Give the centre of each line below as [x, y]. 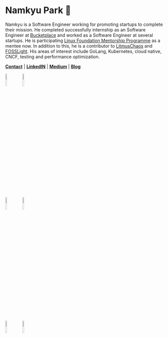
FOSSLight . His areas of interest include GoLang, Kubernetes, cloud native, [83, 51]
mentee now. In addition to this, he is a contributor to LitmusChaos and [79, 46]
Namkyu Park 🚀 [38, 10]
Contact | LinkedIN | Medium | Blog [43, 66]
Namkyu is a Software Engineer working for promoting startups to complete [84, 24]
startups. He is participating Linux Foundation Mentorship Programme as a [83, 41]
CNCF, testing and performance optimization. [53, 57]
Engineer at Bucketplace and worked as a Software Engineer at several [79, 35]
